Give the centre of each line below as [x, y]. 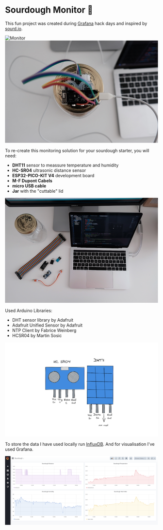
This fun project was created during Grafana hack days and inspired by [76, 23]
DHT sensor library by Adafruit [43, 320]
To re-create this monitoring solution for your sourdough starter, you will [77, 151]
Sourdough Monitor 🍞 [49, 10]
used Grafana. [19, 449]
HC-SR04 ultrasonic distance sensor [49, 170]
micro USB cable [29, 186]
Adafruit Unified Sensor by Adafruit [47, 325]
